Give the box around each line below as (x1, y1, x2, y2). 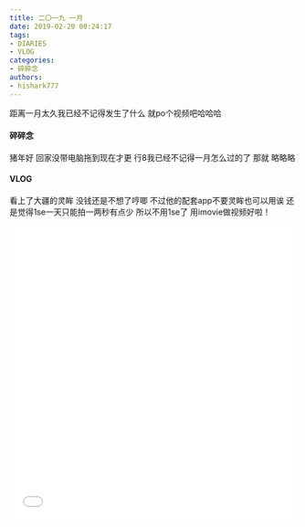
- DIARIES (9, 38, 47, 48)
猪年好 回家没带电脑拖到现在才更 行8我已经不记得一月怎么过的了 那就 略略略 (9, 152, 296, 163)
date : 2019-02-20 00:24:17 (9, 22, 112, 31)
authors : (9, 73, 43, 82)
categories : (9, 56, 55, 65)
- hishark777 (9, 81, 59, 90)
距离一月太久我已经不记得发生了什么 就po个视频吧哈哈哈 (9, 107, 222, 119)
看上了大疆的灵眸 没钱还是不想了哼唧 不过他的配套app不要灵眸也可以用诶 (9, 195, 285, 206)
